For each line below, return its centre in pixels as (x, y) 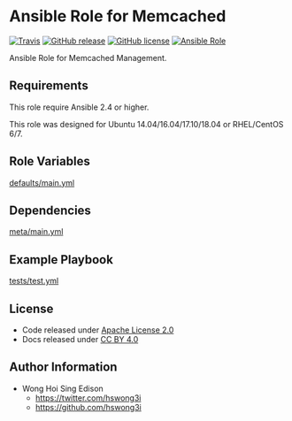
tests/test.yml (34, 281)
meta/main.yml (36, 232)
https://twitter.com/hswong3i (88, 398)
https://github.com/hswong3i (88, 407)
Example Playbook (61, 260)
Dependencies (50, 210)
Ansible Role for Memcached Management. (88, 57)
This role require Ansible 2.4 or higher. (79, 107)
